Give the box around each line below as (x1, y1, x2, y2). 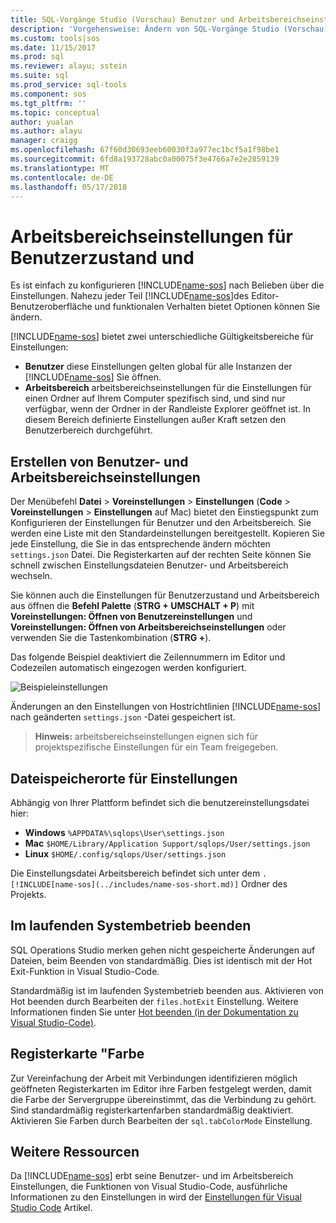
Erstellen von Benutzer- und (10, 453, 189, 470)
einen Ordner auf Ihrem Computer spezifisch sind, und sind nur (24, 392, 286, 405)
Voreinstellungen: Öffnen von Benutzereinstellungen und (10, 611, 253, 623)
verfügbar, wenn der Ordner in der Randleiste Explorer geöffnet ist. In (24, 403, 311, 415)
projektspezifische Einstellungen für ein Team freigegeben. (34, 741, 279, 753)
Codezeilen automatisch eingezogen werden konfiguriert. (10, 662, 247, 674)
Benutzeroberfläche (10, 301, 93, 313)
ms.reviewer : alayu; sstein (10, 61, 128, 71)
